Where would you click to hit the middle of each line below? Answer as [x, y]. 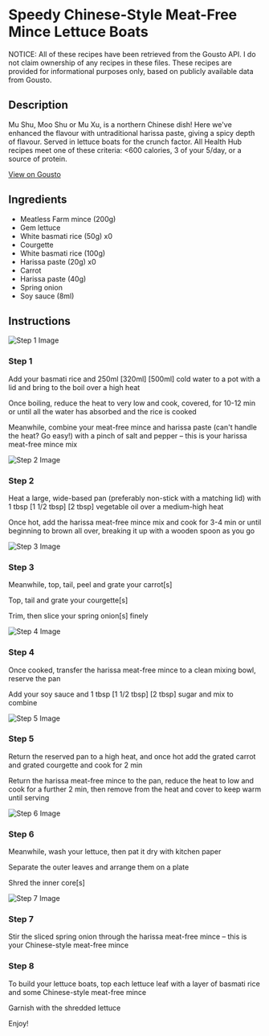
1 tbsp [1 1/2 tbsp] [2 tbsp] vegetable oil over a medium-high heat [116, 506]
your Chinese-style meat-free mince [69, 945]
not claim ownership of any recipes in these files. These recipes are [120, 63]
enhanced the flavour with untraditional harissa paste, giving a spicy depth [132, 133]
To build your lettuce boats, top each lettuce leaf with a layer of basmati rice [134, 984]
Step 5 [21, 739]
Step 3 [21, 567]
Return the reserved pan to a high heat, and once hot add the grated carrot [132, 756]
